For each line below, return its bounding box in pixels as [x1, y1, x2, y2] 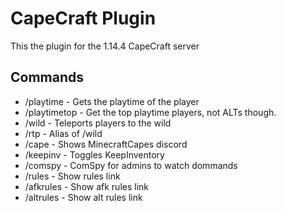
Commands [10, 69, 85, 86]
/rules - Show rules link [24, 170, 121, 182]
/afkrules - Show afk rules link [24, 180, 149, 192]
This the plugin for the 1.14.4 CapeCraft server [10, 40, 200, 52]
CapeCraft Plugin [10, 7, 157, 30]
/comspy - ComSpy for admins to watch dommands [24, 159, 238, 171]
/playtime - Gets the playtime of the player [24, 95, 200, 107]
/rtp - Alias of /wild [24, 127, 103, 139]
